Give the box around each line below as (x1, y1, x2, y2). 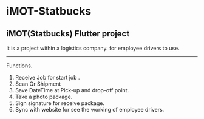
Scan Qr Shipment (15, 80, 61, 87)
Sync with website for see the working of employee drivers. (15, 106, 165, 113)
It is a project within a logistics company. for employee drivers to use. (6, 44, 180, 52)
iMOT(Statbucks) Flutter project (6, 29, 130, 39)
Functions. (6, 62, 33, 69)
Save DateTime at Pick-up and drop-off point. (15, 87, 129, 93)
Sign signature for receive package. (15, 100, 105, 107)
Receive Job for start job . (15, 74, 80, 81)
